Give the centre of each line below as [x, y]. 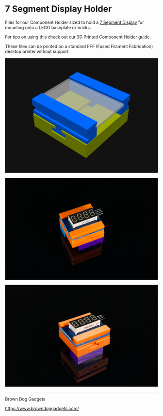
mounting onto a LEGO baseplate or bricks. [48, 27]
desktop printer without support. [37, 51]
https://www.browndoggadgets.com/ [42, 409]
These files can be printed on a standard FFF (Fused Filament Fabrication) [79, 46]
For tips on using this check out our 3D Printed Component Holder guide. [78, 37]
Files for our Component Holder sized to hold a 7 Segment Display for [74, 22]
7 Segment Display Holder [58, 9]
